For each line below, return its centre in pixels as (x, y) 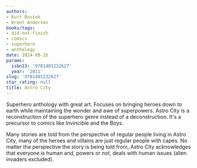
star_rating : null (28, 83)
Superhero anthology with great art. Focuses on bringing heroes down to (94, 104)
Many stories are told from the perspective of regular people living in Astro (96, 134)
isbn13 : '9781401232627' (42, 66)
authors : (17, 11)
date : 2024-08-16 (27, 55)
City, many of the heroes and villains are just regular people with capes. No (97, 140)
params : (16, 60)
